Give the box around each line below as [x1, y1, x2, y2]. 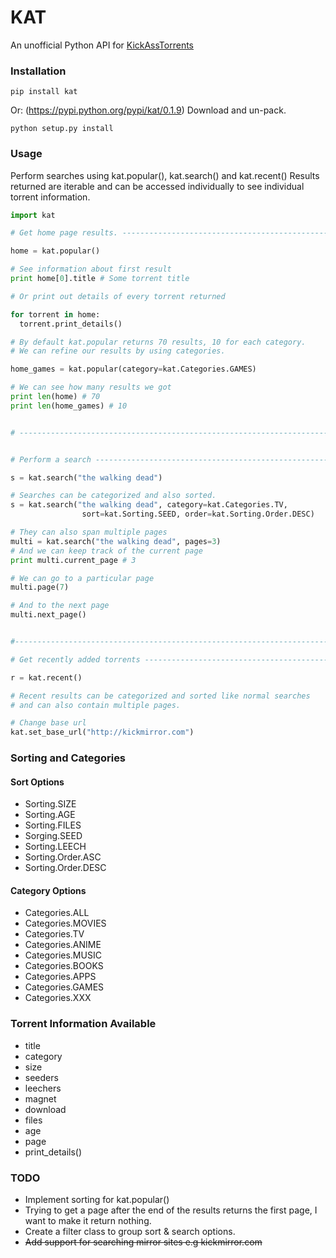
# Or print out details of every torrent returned [10, 291, 226, 301]
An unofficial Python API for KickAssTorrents [10, 39, 194, 51]
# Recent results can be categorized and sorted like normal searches [10, 691, 311, 701]
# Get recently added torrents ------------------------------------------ [10, 654, 333, 665]
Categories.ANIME [24, 939, 102, 951]
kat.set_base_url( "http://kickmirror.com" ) [10, 727, 195, 738]
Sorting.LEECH [24, 841, 87, 853]
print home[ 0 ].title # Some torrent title [10, 274, 190, 284]
